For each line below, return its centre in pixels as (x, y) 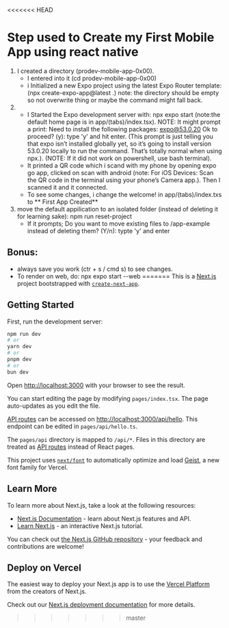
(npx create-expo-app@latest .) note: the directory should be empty (123, 92)
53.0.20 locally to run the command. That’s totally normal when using (124, 151)
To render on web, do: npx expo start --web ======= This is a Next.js (117, 276)
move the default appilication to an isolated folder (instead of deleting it (118, 209)
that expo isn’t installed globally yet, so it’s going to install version (119, 144)
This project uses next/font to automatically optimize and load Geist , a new (113, 460)
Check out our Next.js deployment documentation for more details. (101, 605)
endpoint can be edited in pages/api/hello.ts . (72, 426)
